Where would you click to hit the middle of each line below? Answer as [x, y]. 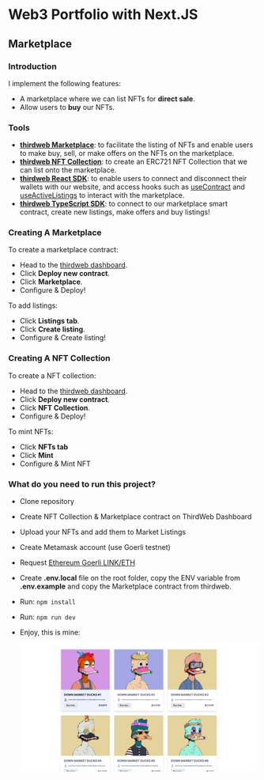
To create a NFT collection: [52, 375]
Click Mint [36, 455]
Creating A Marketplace [55, 233]
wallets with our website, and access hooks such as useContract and [132, 187]
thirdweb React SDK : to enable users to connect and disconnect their [133, 179]
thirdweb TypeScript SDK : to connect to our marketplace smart [123, 204]
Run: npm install [48, 602]
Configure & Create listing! [63, 338]
